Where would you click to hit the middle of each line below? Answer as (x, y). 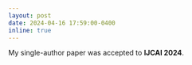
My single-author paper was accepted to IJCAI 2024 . (96, 53)
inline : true (30, 30)
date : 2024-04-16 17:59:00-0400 (62, 23)
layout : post (30, 15)
